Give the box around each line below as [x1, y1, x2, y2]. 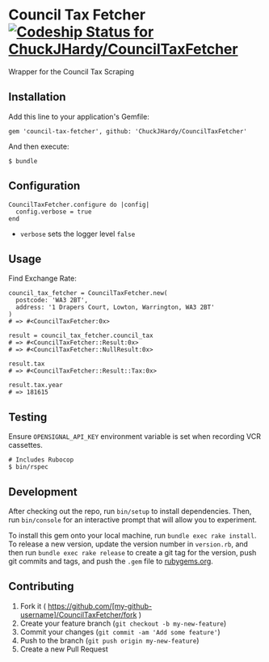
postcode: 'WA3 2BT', [15, 297, 89, 305]
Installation [8, 91, 66, 104]
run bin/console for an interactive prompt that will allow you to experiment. [8, 515, 257, 525]
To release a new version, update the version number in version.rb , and [8, 539, 249, 549]
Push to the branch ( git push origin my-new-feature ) [19, 635, 200, 645]
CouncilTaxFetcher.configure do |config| [8, 200, 150, 209]
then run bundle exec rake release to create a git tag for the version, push [8, 548, 257, 557]
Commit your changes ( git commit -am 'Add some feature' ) [19, 626, 221, 636]
